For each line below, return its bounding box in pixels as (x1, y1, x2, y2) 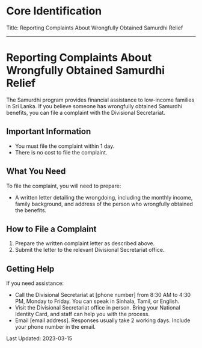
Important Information (6, 126, 91, 136)
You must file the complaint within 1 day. (14, 142, 115, 150)
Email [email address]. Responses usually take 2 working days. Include (14, 317, 191, 324)
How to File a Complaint (6, 224, 97, 234)
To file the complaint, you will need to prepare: (6, 182, 121, 189)
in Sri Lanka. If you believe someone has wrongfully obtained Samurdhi (6, 102, 182, 109)
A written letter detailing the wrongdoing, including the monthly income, (14, 194, 193, 201)
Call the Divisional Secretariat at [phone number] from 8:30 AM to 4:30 (14, 292, 191, 299)
